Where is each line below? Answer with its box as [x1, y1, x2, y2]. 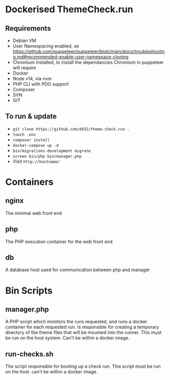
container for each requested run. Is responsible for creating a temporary [5, 324, 159, 330]
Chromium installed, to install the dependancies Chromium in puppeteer [12, 59, 164, 65]
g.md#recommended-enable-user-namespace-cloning [12, 54, 129, 60]
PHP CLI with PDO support [12, 81, 69, 87]
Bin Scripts [5, 285, 53, 296]
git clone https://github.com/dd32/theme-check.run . [12, 126, 130, 131]
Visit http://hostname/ [12, 158, 60, 164]
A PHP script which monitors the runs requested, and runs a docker [5, 319, 148, 325]
